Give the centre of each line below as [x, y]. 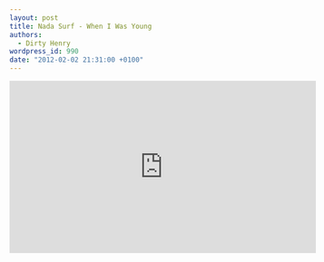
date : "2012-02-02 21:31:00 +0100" [77, 60]
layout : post [34, 18]
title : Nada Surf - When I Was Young [81, 26]
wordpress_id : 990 [44, 52]
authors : [26, 34]
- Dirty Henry [44, 43]
